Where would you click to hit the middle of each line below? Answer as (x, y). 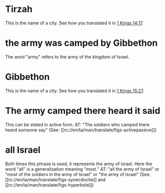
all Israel (23, 150)
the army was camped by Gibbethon (82, 43)
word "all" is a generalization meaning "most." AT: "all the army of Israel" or (82, 169)
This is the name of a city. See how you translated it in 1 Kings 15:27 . (75, 91)
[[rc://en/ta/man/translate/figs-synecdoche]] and (55, 180)
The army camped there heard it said (83, 111)
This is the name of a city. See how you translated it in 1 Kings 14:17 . (75, 23)
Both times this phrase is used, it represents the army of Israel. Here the (79, 164)
